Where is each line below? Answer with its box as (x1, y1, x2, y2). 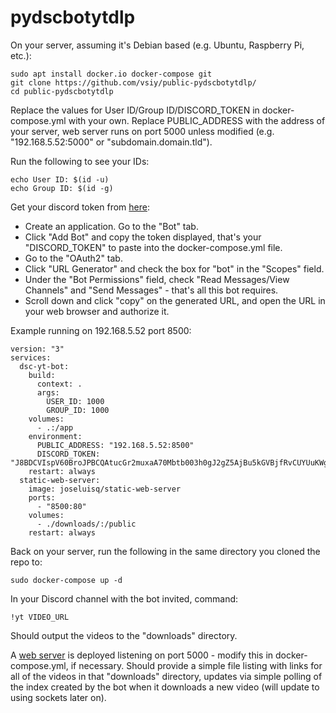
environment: (28, 431, 83, 441)
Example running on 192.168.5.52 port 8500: (10, 324, 192, 336)
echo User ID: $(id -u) (10, 174, 110, 185)
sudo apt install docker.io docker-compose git (10, 69, 213, 79)
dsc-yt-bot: (19, 361, 70, 371)
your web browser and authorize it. (24, 305, 170, 317)
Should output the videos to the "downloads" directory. (10, 629, 238, 641)
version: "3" (10, 344, 65, 354)
